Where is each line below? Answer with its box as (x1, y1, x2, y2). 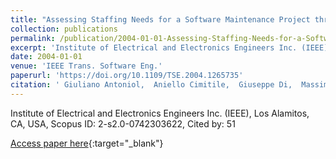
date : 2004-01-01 (10, 52, 83, 62)
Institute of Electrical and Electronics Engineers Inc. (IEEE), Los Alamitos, (10, 107, 310, 119)
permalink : (10, 33, 56, 43)
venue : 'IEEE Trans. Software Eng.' (10, 61, 163, 71)
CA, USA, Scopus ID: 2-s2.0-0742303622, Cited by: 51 (10, 117, 236, 130)
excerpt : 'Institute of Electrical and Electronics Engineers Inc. (10, 42, 298, 53)
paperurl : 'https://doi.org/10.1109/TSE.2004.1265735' (10, 71, 244, 81)
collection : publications (10, 24, 118, 34)
